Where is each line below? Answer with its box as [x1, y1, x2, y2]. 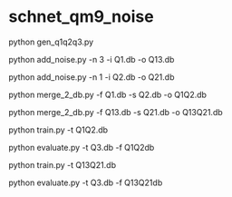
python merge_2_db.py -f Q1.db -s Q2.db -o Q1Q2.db [8, 89, 208, 100]
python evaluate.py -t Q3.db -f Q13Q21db [8, 177, 163, 188]
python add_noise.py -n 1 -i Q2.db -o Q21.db [8, 71, 175, 83]
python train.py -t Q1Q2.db [8, 124, 109, 135]
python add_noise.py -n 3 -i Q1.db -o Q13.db [8, 54, 175, 64]
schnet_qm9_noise [8, 6, 155, 27]
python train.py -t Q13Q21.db [8, 159, 117, 170]
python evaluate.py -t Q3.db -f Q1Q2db [8, 142, 155, 153]
